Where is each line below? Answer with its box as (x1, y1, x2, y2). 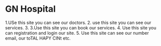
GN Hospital (5, 3, 56, 15)
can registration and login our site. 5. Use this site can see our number (5, 30, 149, 36)
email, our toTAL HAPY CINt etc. (5, 35, 71, 41)
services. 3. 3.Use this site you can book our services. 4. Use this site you (5, 24, 157, 30)
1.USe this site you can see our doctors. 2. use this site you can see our (5, 20, 152, 25)
